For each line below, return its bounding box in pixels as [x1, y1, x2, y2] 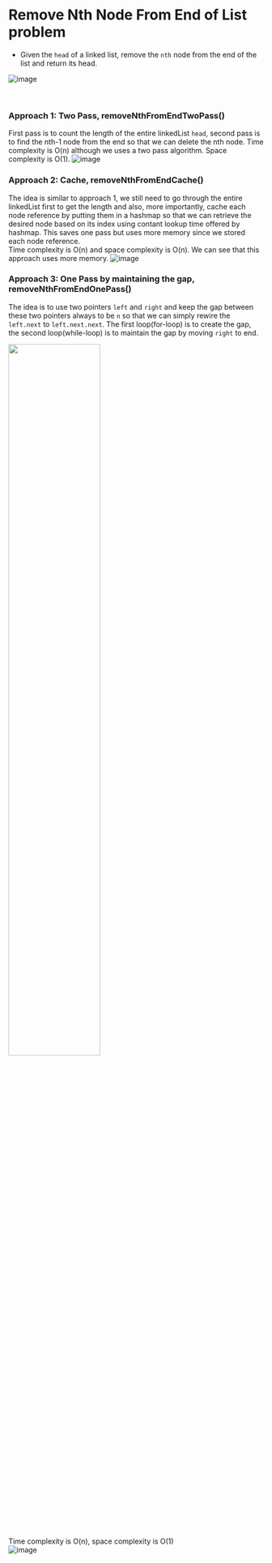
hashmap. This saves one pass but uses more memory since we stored [8, 227, 245, 237]
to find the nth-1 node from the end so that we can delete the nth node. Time [8, 137, 264, 147]
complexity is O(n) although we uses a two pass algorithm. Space [8, 146, 227, 156]
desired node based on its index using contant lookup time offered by [8, 219, 240, 229]
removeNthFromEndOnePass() [8, 284, 132, 295]
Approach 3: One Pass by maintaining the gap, [8, 273, 195, 285]
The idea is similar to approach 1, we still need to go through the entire [8, 193, 243, 203]
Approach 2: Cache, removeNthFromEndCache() [8, 174, 204, 186]
